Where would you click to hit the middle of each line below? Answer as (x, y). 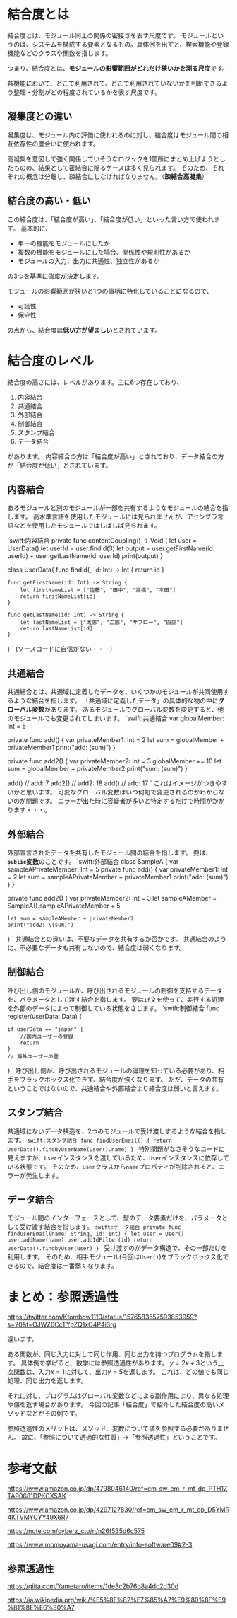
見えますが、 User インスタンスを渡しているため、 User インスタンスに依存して (119, 1157)
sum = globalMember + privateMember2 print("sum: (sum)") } (98, 769)
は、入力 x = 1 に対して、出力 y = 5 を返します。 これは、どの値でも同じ (127, 1372)
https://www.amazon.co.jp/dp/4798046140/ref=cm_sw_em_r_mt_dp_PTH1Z (117, 1489)
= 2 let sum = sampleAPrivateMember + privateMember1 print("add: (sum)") (118, 877)
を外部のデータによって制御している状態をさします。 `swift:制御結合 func (114, 1008)
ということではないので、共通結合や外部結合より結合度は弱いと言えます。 (115, 1088)
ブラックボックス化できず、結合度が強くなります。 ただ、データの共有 (122, 1079)
